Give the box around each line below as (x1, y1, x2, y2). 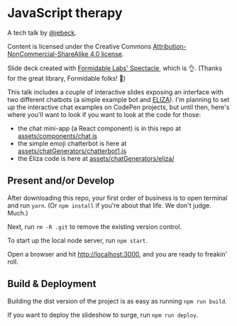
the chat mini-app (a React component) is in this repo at (17, 124, 181, 133)
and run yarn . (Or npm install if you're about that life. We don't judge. (7, 201, 211, 210)
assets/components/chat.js (17, 131, 98, 140)
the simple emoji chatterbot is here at (17, 139, 127, 147)
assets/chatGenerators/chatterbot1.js (17, 147, 126, 155)
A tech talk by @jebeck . (7, 28, 77, 37)
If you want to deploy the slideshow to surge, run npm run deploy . (7, 310, 199, 319)
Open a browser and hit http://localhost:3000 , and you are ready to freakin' (7, 249, 228, 258)
